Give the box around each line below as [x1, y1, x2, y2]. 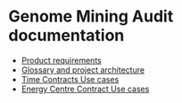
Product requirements [21, 55, 102, 65]
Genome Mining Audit [8, 6, 174, 27]
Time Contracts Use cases [21, 73, 120, 84]
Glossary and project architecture [21, 64, 145, 75]
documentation [8, 25, 125, 46]
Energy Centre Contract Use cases [21, 83, 150, 94]
